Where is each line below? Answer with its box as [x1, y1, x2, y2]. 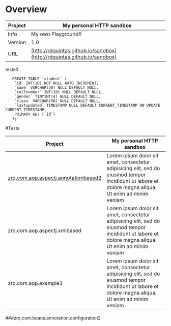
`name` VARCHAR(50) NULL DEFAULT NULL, [14, 85, 99, 90]
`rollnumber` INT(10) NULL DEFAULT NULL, [14, 89, 103, 94]
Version [8, 39, 26, 46]
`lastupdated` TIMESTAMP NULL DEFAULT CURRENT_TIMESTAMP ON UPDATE [14, 103, 160, 108]
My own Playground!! [31, 30, 82, 38]
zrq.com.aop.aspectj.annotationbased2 [8, 174, 102, 181]
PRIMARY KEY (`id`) [14, 112, 56, 117]
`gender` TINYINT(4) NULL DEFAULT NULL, [14, 94, 101, 99]
